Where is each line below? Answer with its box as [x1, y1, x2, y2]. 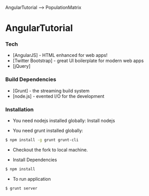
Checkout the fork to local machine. [12, 146, 88, 153]
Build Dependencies [5, 76, 57, 83]
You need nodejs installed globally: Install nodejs [12, 117, 115, 124]
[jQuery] [12, 63, 31, 69]
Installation [5, 106, 34, 113]
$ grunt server [5, 186, 38, 191]
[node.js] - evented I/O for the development [12, 93, 105, 99]
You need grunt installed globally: [12, 128, 83, 134]
